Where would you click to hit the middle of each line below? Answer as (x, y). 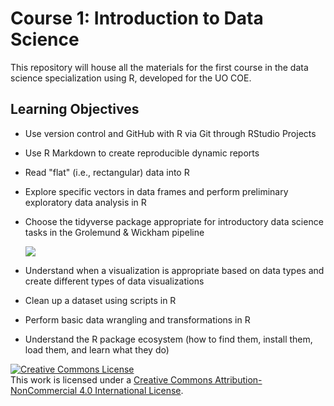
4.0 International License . (131, 390)
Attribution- (238, 379)
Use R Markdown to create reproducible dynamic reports (142, 153)
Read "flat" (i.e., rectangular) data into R (107, 172)
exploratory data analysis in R (85, 202)
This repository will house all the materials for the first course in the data (159, 67)
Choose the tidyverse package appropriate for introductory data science (174, 221)
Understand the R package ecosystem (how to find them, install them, (168, 339)
